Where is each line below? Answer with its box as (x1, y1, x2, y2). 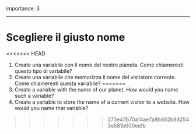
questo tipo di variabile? (14, 67, 72, 75)
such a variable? (14, 92, 54, 99)
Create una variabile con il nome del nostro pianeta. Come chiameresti (14, 61, 184, 68)
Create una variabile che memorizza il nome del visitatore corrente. (14, 73, 176, 80)
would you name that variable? (14, 104, 89, 111)
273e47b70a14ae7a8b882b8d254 (107, 116, 190, 123)
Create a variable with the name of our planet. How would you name (14, 86, 178, 93)
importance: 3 (6, 5, 40, 12)
